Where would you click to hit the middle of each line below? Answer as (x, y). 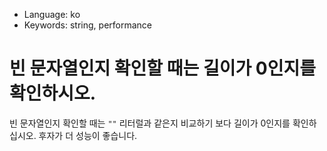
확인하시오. (53, 93)
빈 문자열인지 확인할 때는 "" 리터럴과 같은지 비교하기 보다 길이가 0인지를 (150, 123)
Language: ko (52, 14)
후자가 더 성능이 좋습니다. (88, 135)
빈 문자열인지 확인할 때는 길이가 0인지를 (162, 68)
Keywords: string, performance (88, 25)
